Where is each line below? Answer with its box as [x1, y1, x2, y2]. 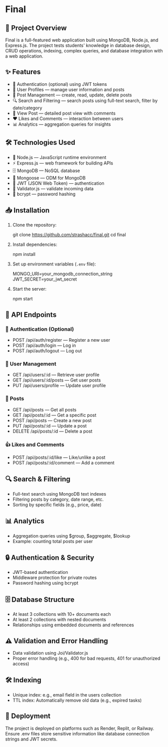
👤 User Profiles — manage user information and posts [12, 86, 125, 92]
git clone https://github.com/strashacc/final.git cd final [12, 232, 126, 238]
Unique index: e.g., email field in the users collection [12, 691, 122, 698]
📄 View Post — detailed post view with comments [12, 110, 116, 116]
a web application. [5, 53, 44, 59]
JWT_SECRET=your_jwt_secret [12, 276, 77, 282]
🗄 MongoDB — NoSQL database [12, 168, 80, 174]
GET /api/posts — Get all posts [12, 406, 77, 412]
